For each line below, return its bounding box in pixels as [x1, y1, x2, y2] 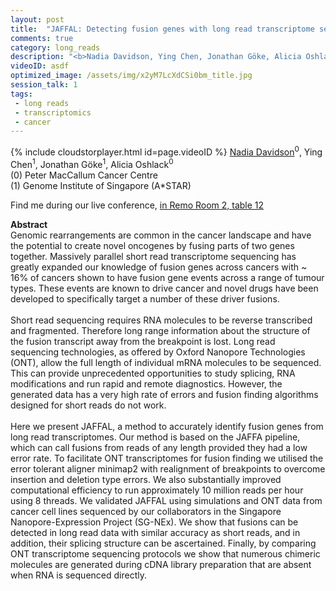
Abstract [10, 218, 48, 230]
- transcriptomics [14, 107, 92, 118]
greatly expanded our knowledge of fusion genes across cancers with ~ [10, 261, 308, 273]
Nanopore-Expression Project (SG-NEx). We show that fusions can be [10, 516, 299, 528]
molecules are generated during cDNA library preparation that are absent [10, 558, 312, 570]
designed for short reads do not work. [10, 399, 167, 411]
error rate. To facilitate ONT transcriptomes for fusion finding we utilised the [10, 452, 324, 464]
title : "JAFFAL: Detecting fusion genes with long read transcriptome [10, 24, 315, 34]
